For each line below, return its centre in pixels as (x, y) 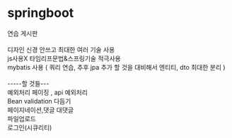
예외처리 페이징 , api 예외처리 (48, 92)
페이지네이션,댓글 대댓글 (41, 110)
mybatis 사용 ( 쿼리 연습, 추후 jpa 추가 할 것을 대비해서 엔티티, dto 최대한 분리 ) (116, 67)
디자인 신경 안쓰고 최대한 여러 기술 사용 (61, 49)
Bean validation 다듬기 (39, 101)
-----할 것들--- (28, 83)
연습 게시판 (23, 33)
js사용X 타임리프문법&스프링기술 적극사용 (64, 58)
